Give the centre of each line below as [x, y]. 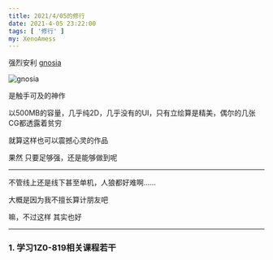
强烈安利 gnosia [35, 63]
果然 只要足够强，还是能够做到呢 [63, 158]
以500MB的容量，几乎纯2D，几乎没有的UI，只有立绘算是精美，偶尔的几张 [132, 113]
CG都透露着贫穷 [35, 123]
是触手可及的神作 [37, 96]
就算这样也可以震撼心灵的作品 [58, 141]
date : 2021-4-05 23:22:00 [52, 24]
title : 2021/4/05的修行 [47, 16]
